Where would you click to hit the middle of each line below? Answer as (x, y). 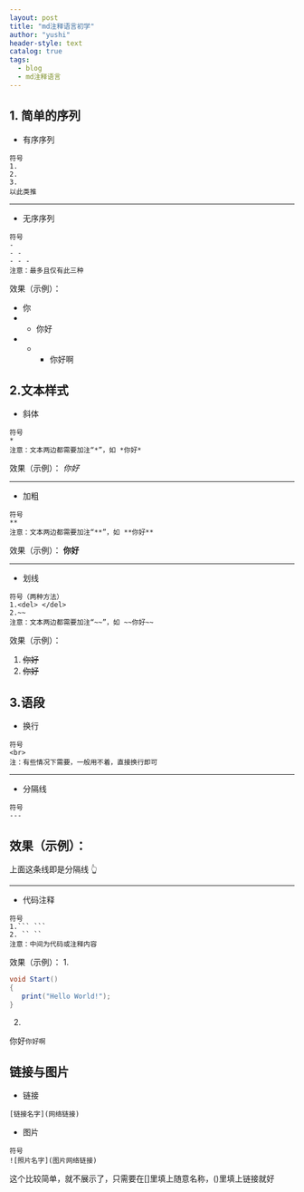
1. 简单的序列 (45, 116)
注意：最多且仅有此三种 (47, 270)
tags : (19, 60)
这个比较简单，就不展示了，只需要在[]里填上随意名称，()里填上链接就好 (142, 1178)
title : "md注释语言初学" (52, 26)
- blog (30, 69)
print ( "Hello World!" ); (66, 996)
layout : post (34, 18)
